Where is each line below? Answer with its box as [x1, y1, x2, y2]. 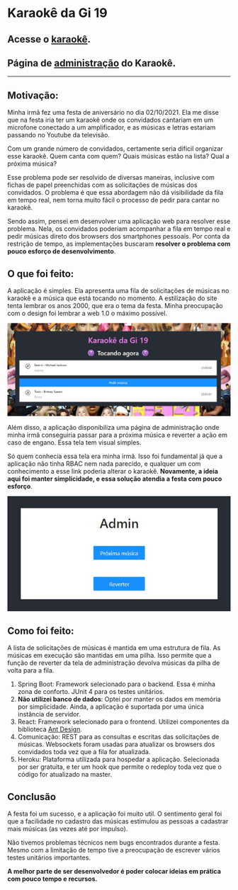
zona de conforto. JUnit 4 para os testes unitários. [17, 688, 165, 696]
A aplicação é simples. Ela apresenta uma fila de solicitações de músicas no [7, 287, 229, 295]
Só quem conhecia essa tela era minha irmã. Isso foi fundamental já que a [7, 452, 223, 461]
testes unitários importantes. [7, 853, 91, 862]
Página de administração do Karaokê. [7, 57, 176, 69]
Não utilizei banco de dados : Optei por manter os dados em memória [17, 695, 221, 704]
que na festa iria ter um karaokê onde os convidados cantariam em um [7, 115, 214, 125]
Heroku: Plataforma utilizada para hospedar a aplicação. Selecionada [17, 755, 220, 764]
